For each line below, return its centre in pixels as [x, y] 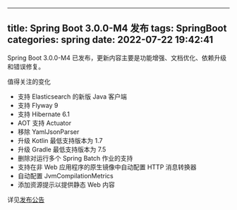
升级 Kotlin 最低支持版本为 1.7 [60, 140]
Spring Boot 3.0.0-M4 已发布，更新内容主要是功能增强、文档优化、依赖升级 [117, 58]
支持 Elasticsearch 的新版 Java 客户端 [72, 97]
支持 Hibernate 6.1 [44, 114]
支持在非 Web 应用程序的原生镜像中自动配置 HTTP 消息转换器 [107, 167]
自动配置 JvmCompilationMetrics [66, 175]
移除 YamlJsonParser [48, 132]
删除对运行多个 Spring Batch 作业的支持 [75, 158]
